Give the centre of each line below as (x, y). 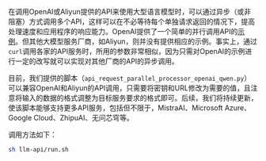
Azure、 (238, 108)
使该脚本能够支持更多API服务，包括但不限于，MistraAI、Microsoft (116, 108)
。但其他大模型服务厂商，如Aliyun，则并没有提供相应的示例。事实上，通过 (136, 41)
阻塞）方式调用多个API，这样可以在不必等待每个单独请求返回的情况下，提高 (132, 21)
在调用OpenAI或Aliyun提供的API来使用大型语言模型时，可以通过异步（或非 (130, 11)
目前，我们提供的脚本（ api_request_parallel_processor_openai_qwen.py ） (130, 78)
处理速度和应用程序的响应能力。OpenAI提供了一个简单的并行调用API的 (123, 31)
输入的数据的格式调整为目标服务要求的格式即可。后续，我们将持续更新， (140, 98)
